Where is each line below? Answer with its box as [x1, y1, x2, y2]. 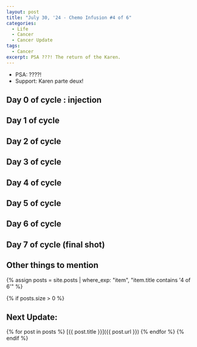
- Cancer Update [12, 37, 53, 43]
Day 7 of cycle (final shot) [6, 239, 105, 250]
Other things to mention [6, 260, 99, 270]
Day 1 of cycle [6, 115, 60, 126]
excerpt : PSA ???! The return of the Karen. [6, 54, 121, 60]
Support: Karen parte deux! [15, 77, 84, 84]
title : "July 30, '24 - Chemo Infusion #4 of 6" [6, 15, 132, 21]
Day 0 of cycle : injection [6, 95, 102, 105]
